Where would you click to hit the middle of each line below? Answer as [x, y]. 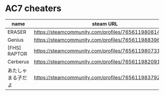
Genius [16, 40]
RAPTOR [17, 54]
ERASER [17, 32]
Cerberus [18, 62]
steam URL [105, 24]
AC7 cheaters [33, 8]
